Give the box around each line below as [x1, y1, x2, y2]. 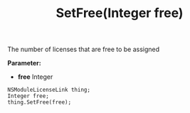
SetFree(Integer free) [56, 5, 184, 21]
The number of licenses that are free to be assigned [7, 45, 160, 54]
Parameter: [7, 59, 41, 68]
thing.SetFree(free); [7, 99, 72, 106]
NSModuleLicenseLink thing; [7, 87, 91, 94]
